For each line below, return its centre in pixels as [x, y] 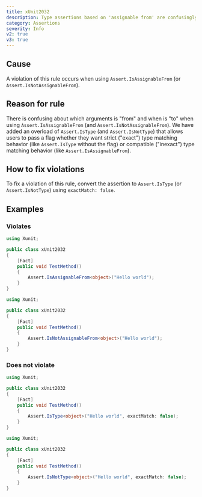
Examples [25, 209]
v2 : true [17, 34]
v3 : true [17, 40]
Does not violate [31, 365]
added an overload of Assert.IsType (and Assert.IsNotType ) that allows [95, 131]
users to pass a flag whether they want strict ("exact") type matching [92, 137]
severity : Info [25, 29]
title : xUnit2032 [28, 12]
